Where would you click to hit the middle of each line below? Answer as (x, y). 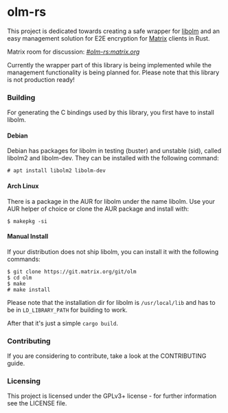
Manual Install (28, 236)
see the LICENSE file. (37, 403)
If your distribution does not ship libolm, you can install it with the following (113, 251)
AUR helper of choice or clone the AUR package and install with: (98, 209)
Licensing (24, 381)
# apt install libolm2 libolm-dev (57, 171)
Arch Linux (23, 186)
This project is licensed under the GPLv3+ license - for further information (112, 396)
